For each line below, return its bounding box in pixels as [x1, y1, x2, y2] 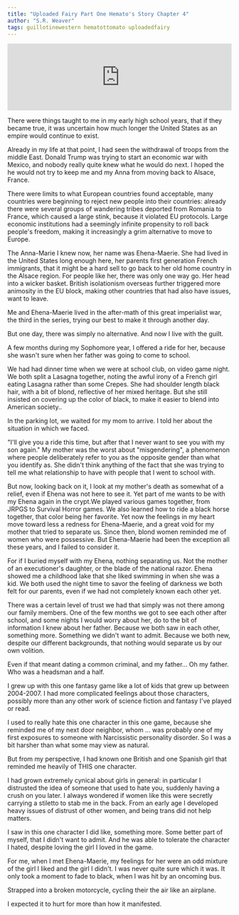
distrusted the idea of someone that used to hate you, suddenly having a [7, 784, 221, 792]
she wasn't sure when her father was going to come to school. [7, 351, 191, 360]
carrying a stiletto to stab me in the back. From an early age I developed [7, 799, 218, 807]
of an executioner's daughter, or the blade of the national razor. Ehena [7, 565, 213, 573]
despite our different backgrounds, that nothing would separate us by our [7, 639, 223, 647]
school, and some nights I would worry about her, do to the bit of [7, 616, 197, 625]
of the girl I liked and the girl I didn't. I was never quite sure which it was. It [7, 864, 225, 873]
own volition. [7, 647, 45, 655]
